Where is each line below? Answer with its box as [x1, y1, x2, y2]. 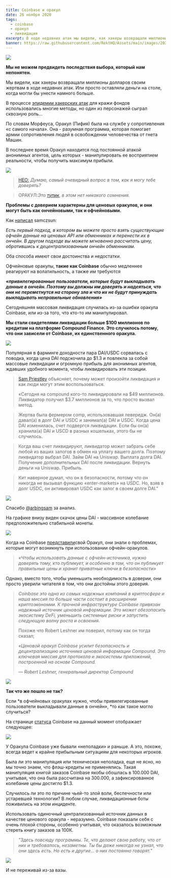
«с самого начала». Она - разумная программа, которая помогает [6, 126, 151, 132]
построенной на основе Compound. [18, 659, 96, 665]
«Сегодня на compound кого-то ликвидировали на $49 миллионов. [18, 391, 164, 397]
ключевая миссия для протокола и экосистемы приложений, [18, 653, 152, 659]
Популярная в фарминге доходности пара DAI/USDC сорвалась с [6, 349, 148, 356]
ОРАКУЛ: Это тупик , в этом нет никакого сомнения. [18, 192, 130, 198]
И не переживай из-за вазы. [6, 867, 67, 873]
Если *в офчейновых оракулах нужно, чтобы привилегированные [6, 698, 149, 704]
